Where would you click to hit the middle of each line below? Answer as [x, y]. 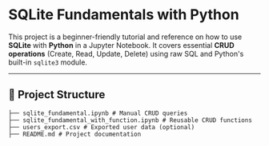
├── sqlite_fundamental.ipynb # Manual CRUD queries [98, 113]
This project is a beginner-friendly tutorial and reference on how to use [125, 37]
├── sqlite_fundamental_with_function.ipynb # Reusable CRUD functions [130, 120]
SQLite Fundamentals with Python [124, 15]
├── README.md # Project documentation [75, 134]
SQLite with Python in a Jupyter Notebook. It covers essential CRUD [121, 45]
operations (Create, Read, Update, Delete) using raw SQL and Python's [126, 53]
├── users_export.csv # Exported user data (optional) [102, 127]
